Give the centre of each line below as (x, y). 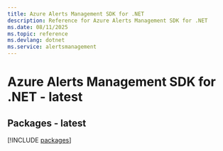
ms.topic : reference (38, 34)
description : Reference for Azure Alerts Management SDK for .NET (108, 21)
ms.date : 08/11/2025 (38, 27)
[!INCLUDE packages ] (39, 140)
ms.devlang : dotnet (36, 40)
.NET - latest (45, 97)
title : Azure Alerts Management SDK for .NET (76, 14)
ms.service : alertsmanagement (52, 47)
